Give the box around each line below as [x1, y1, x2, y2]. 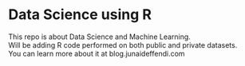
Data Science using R [8, 6, 152, 24]
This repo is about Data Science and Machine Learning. [8, 32, 192, 41]
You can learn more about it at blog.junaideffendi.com [8, 49, 185, 58]
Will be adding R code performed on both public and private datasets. [8, 40, 238, 49]
